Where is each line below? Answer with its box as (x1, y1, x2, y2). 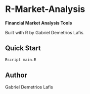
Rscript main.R (5, 57, 37, 62)
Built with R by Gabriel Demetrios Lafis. (5, 29, 85, 35)
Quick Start (5, 44, 41, 53)
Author (5, 71, 27, 80)
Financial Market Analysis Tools (5, 20, 73, 26)
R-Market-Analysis (5, 3, 86, 15)
